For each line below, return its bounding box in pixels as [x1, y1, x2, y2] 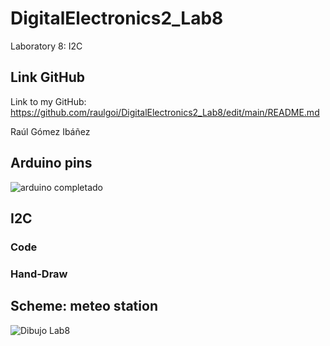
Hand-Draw [10, 267, 68, 281]
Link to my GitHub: [10, 95, 87, 107]
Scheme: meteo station [10, 298, 158, 315]
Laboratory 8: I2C [10, 40, 83, 52]
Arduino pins [10, 155, 93, 172]
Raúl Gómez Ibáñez [10, 125, 91, 137]
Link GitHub [10, 69, 85, 86]
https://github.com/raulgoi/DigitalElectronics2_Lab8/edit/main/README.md [10, 106, 320, 118]
